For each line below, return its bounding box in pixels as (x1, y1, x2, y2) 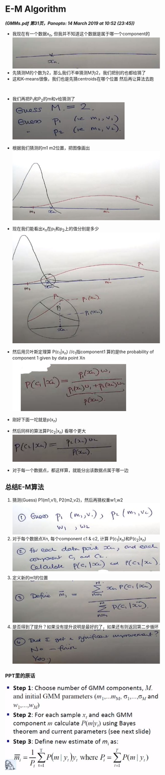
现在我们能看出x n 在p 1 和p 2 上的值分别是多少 (12, 225, 99, 233)
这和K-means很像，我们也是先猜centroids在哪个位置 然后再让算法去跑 (12, 76, 154, 82)
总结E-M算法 (5, 483, 44, 492)
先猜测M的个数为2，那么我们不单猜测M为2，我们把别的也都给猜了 (12, 70, 146, 76)
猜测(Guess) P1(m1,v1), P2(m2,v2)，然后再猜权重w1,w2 (12, 497, 123, 503)
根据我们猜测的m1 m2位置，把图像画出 (12, 145, 90, 151)
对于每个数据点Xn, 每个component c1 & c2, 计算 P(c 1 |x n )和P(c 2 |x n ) (12, 535, 146, 543)
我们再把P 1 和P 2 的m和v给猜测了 (12, 96, 75, 103)
